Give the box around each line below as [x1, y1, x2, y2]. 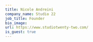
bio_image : [5, 20, 27, 26]
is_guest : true [5, 29, 36, 34]
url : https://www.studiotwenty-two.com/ [5, 25, 89, 30]
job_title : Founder [5, 16, 45, 21]
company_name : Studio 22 [5, 12, 56, 16]
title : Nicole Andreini [5, 7, 54, 12]
